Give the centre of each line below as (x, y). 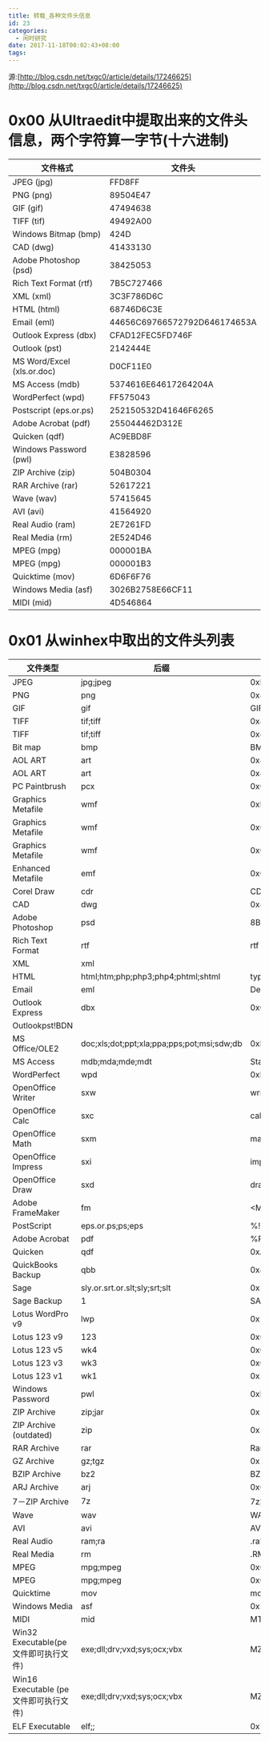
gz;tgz (92, 1461)
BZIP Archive (37, 1474)
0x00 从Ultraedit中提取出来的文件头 (128, 121)
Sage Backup (37, 1301)
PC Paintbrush (39, 786)
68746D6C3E (136, 309)
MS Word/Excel (41, 361)
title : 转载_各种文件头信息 (50, 16)
